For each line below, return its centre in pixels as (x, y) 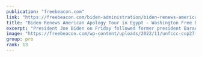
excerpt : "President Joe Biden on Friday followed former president (94, 28)
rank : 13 (17, 45)
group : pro (20, 39)
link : (13, 17)
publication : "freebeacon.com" (45, 12)
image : (14, 34)
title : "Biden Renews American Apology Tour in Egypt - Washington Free (99, 23)
